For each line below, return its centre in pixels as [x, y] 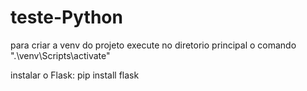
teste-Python [66, 17]
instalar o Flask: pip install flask [75, 75]
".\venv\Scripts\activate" [60, 55]
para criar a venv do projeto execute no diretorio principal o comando [153, 45]
